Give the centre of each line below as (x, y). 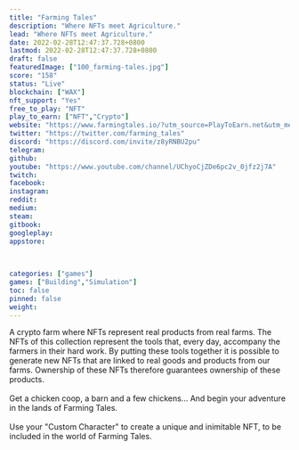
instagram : (29, 192)
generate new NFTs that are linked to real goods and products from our (140, 361)
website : (25, 126)
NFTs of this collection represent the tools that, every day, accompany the (145, 342)
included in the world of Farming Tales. (81, 437)
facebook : (28, 184)
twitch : (24, 175)
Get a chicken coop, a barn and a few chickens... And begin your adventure (148, 398)
